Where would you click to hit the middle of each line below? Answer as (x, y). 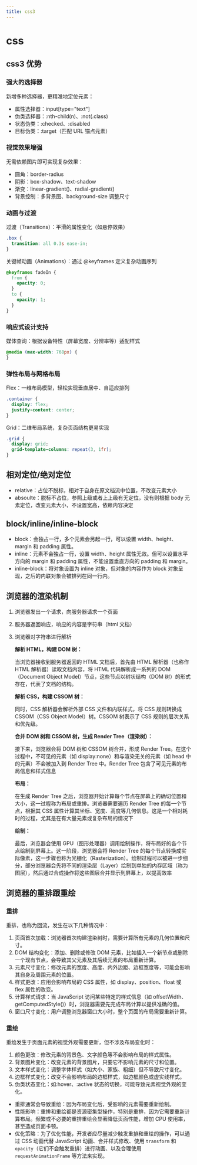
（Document (30, 676)
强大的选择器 (24, 82)
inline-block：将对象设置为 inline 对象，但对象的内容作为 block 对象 (96, 568)
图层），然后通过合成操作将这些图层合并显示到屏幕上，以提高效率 (93, 873)
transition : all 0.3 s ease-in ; (50, 243)
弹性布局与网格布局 (33, 374)
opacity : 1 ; (31, 300)
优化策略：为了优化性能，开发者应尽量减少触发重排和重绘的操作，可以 (100, 1134)
